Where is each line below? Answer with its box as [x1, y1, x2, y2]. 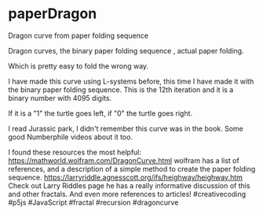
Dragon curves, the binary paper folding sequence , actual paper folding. [8, 46, 245, 55]
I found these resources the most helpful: [8, 147, 142, 157]
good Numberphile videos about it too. [8, 132, 133, 142]
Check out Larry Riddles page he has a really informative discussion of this [8, 180, 250, 190]
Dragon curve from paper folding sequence [8, 31, 149, 40]
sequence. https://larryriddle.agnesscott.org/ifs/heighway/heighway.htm [8, 172, 243, 182]
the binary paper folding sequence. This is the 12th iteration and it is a [8, 84, 234, 95]
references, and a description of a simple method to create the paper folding [8, 164, 256, 173]
